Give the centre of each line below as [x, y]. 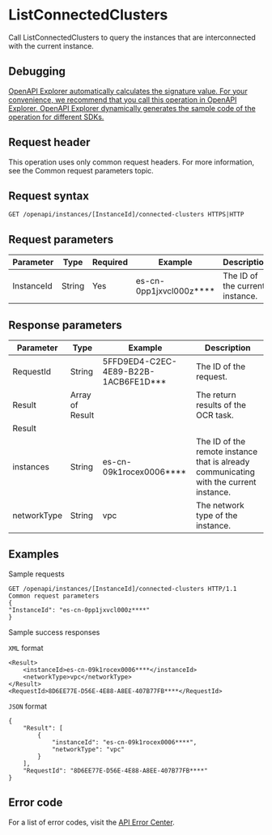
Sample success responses [54, 632]
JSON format [28, 706]
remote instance [227, 452]
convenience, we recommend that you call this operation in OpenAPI [123, 100]
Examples [34, 554]
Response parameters [66, 325]
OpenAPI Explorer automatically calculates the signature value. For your [128, 91]
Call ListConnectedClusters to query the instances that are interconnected [132, 37]
